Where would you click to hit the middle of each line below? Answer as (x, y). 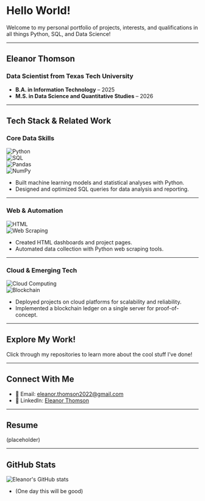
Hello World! (38, 11)
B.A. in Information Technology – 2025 (65, 90)
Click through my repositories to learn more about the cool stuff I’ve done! (99, 354)
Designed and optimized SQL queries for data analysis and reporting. (102, 189)
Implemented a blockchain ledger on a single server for (85, 308)
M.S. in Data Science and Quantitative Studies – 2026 (84, 96)
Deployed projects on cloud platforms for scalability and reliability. (98, 302)
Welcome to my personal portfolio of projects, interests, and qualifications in (102, 27)
